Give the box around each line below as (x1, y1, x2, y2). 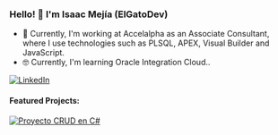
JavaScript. (22, 47, 65, 58)
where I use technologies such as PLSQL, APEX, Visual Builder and (22, 38, 270, 48)
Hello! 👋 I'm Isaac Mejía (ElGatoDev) (9, 8, 169, 21)
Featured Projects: (9, 95, 81, 105)
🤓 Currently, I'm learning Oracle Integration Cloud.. (22, 57, 211, 68)
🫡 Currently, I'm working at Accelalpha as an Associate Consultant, (22, 29, 270, 39)
